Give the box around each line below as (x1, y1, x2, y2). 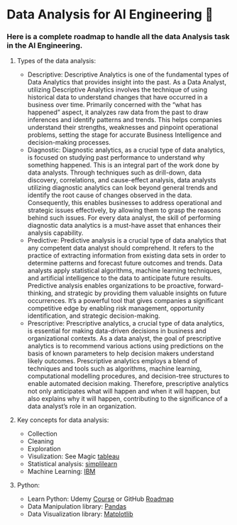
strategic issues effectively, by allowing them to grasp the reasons (27, 206, 221, 215)
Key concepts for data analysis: (16, 416, 109, 424)
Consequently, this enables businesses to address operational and (27, 199, 222, 207)
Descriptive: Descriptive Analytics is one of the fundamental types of (27, 70, 229, 79)
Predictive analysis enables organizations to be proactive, (27, 282, 197, 290)
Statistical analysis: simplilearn (27, 460, 118, 468)
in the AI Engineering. (6, 40, 83, 50)
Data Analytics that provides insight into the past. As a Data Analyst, (27, 78, 226, 87)
